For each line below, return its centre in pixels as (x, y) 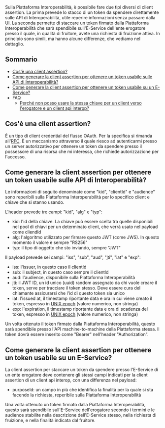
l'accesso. (16, 157)
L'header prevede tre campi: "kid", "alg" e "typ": (54, 212)
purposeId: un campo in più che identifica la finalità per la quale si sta (83, 390)
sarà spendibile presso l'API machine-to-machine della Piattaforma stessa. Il (82, 329)
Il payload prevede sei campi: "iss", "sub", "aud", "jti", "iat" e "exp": (73, 257)
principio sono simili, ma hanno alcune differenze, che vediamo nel (73, 39)
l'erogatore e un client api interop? (54, 108)
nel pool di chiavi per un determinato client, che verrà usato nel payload (85, 227)
